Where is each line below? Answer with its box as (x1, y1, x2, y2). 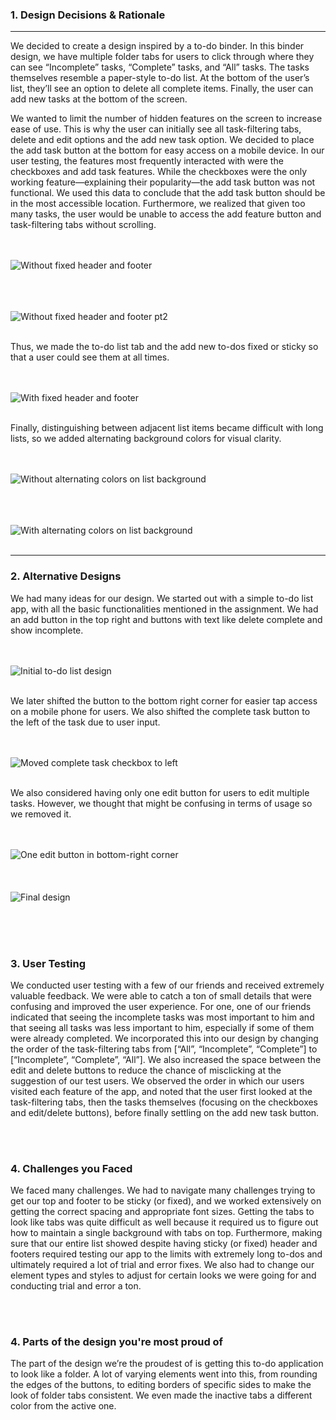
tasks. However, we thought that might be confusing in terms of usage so (10, 797, 313, 809)
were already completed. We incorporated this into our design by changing (10, 1032, 319, 1044)
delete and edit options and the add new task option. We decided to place (10, 134, 315, 146)
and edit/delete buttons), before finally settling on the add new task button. (10, 1106, 320, 1118)
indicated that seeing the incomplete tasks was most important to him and (10, 1011, 315, 1023)
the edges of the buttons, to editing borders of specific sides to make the (10, 1379, 312, 1391)
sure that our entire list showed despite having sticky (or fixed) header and (10, 1238, 318, 1250)
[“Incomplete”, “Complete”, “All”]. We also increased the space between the (10, 1053, 322, 1065)
